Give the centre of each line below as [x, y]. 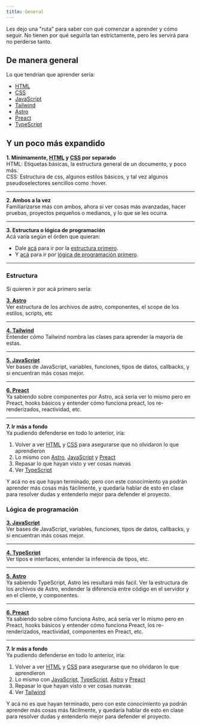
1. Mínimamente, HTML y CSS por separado [61, 158]
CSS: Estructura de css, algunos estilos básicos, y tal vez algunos [87, 177]
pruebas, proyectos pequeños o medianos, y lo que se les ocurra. [87, 213]
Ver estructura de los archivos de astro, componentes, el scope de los [93, 306]
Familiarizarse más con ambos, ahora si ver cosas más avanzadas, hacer [96, 206]
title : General [25, 12]
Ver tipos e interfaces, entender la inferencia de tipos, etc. [78, 559]
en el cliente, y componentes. [42, 595]
